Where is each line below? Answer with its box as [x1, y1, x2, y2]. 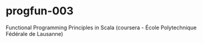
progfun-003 [5, 4, 74, 18]
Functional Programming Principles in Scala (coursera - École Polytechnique [5, 24, 197, 31]
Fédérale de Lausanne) [5, 30, 63, 37]
